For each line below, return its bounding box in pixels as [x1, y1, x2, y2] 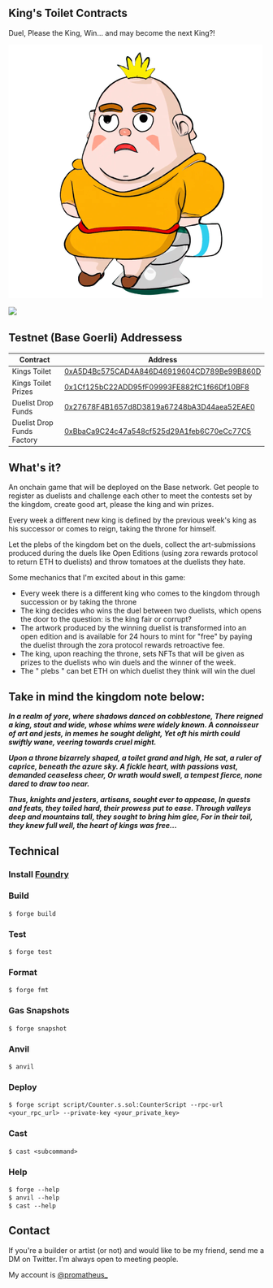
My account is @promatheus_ [8, 1269, 108, 1279]
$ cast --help [8, 1202, 57, 1210]
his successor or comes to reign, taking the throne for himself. [8, 524, 217, 534]
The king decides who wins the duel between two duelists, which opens [19, 605, 262, 616]
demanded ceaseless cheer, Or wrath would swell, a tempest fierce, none [8, 770, 262, 780]
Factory [11, 435, 38, 445]
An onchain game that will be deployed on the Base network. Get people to [8, 483, 259, 492]
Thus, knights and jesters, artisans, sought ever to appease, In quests [8, 795, 251, 804]
